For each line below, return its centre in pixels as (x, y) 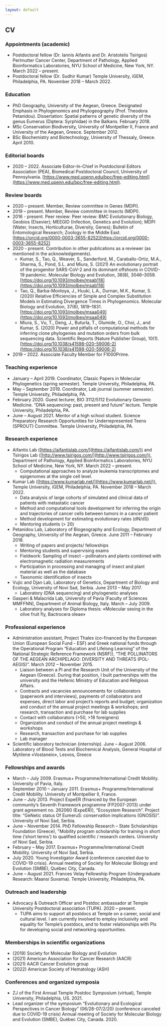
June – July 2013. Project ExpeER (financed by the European (75, 799)
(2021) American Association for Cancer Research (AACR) (72, 958)
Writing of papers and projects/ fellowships (64, 545)
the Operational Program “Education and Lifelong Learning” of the (80, 649)
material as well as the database (53, 571)
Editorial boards (25, 155)
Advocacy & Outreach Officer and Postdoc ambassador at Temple (80, 903)
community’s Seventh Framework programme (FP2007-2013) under (82, 805)
